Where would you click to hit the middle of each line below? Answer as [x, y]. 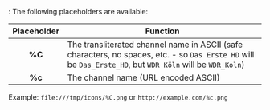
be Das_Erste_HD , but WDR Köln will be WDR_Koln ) [156, 65]
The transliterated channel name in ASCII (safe [155, 45]
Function [162, 31]
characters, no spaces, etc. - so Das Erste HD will [161, 55]
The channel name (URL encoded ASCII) [144, 77]
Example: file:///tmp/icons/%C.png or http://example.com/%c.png [118, 97]
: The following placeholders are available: [78, 12]
